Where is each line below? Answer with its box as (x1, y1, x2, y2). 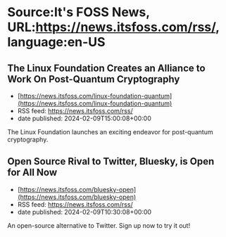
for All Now (7, 167, 58, 179)
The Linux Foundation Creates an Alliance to (7, 62, 206, 74)
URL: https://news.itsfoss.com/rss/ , (7, 19, 220, 35)
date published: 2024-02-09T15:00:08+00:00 (17, 114, 151, 122)
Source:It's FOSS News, (7, 4, 150, 20)
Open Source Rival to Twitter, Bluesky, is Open (7, 155, 215, 167)
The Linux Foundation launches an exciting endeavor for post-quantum (7, 128, 213, 136)
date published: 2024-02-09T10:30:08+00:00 (17, 207, 152, 216)
